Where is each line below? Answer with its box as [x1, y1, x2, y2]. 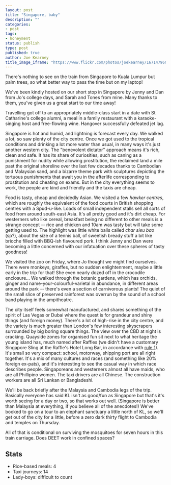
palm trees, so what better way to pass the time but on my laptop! [5, 79, 143, 85]
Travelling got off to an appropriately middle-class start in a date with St [5, 110, 156, 116]
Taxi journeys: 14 [12, 469, 48, 475]
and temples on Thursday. [5, 420, 60, 426]
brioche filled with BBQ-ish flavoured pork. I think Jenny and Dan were [5, 238, 154, 244]
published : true [5, 50, 40, 55]
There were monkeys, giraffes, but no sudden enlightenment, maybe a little [5, 264, 163, 271]
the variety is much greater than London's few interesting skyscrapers [5, 323, 153, 329]
